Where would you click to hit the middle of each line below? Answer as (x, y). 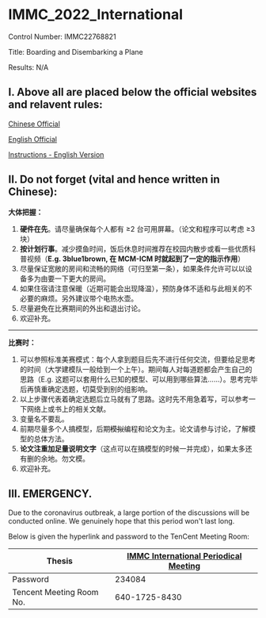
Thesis (59, 561)
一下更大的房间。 (82, 278)
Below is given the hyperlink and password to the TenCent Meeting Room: (129, 536)
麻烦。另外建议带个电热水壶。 (89, 298)
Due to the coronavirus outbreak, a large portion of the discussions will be (129, 512)
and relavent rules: (55, 105)
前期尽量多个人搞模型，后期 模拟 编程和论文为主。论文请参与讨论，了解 (134, 428)
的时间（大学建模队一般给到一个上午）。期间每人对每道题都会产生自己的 (136, 369)
